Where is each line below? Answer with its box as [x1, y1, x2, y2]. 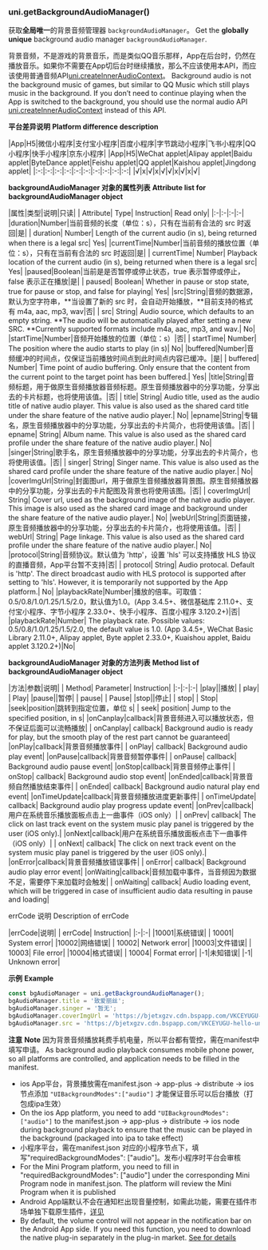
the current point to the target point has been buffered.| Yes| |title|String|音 [8, 372, 255, 382]
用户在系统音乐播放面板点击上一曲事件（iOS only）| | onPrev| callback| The [8, 810, 257, 820]
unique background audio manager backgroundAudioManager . [8, 34, 207, 44]
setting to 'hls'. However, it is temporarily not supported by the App [8, 578, 229, 587]
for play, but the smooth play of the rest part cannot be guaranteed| [8, 732, 231, 742]
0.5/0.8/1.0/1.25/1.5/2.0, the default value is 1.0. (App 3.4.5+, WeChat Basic [8, 624, 254, 634]
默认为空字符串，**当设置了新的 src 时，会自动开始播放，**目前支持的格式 [8, 297, 254, 306]
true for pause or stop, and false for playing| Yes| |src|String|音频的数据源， [8, 287, 258, 297]
